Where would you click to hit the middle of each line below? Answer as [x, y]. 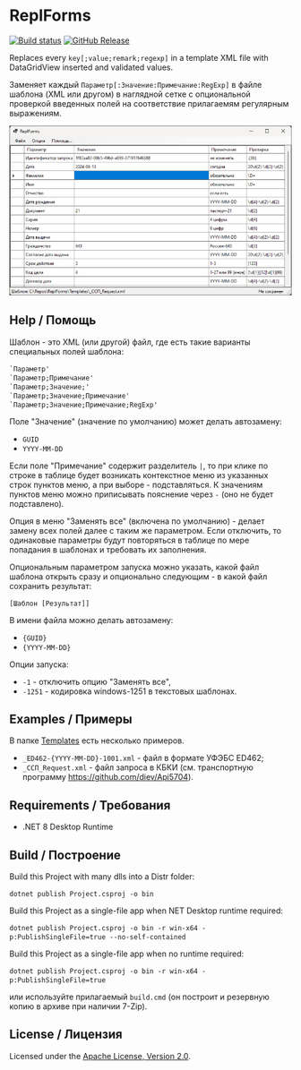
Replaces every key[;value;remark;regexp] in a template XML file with [139, 57]
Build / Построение [65, 855]
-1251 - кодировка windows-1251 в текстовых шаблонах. [129, 691]
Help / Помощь [53, 320]
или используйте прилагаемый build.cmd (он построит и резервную [140, 997]
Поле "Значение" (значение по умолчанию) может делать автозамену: [146, 421]
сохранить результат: [51, 586]
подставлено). [37, 503]
